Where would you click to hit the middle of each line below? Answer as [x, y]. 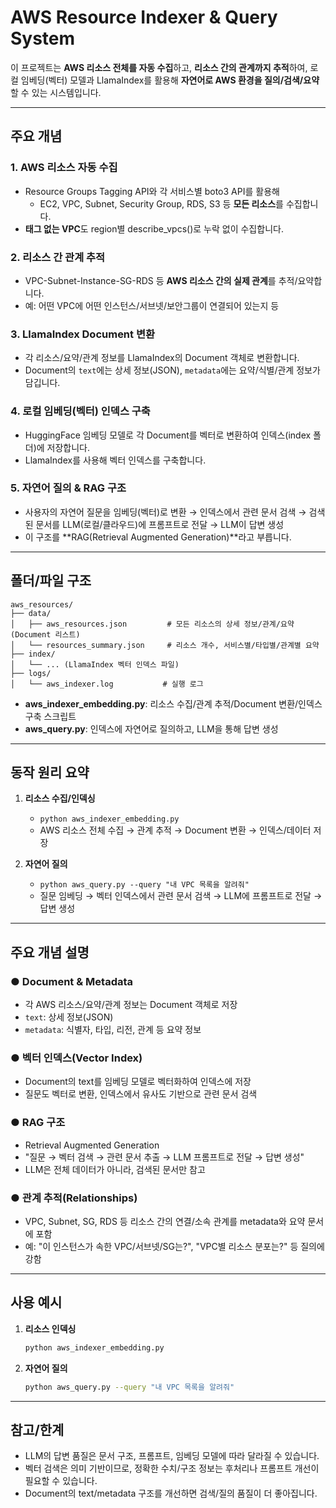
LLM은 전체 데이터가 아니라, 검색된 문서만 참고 [115, 1169]
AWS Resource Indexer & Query [144, 17]
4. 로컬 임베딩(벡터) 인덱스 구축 [80, 411]
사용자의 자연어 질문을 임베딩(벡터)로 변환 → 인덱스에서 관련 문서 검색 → [165, 512]
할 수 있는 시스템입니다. [56, 92]
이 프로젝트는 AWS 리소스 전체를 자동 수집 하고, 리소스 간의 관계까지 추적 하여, [159, 67]
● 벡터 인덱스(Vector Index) [76, 1058]
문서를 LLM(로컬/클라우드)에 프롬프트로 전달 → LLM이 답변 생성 [160, 524]
